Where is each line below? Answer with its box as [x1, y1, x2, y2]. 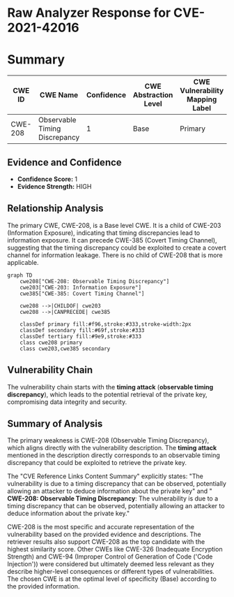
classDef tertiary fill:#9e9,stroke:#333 [19, 333, 141, 340]
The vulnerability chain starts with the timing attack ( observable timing [7, 382, 214, 391]
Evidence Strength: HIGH [17, 182, 92, 190]
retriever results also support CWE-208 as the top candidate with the [7, 538, 205, 546]
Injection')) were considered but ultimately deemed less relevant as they [7, 560, 214, 568]
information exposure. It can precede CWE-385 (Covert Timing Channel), [7, 236, 217, 244]
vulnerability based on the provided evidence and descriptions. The [7, 530, 201, 539]
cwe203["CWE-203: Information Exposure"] [19, 284, 141, 291]
